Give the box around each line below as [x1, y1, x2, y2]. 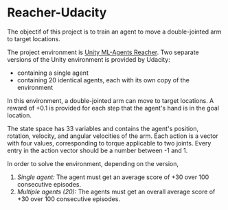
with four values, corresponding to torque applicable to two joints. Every [7, 139, 212, 147]
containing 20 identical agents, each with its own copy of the [16, 75, 190, 84]
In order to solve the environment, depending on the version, [7, 159, 179, 167]
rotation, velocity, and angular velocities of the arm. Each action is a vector [7, 132, 218, 140]
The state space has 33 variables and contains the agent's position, [7, 124, 199, 132]
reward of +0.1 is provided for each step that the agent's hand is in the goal [7, 104, 220, 112]
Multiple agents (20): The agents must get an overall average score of [16, 187, 216, 196]
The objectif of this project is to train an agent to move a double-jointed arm [7, 27, 222, 36]
